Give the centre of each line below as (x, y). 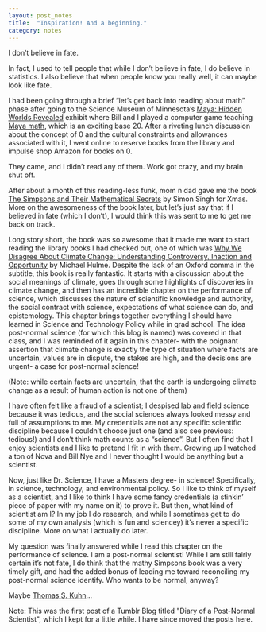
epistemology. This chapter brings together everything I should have (120, 316)
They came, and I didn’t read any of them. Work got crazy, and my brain (126, 167)
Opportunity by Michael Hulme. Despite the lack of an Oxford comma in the (131, 265)
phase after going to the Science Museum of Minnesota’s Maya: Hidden (125, 109)
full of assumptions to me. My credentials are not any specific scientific (125, 423)
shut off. (22, 175)
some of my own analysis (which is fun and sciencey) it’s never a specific (128, 522)
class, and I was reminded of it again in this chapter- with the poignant (123, 341)
